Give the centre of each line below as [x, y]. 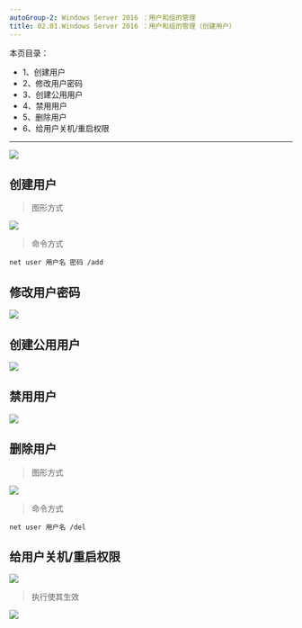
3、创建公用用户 [53, 94]
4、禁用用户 [44, 105]
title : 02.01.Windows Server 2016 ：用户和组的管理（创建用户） [123, 26]
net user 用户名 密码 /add [56, 263]
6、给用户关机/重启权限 [66, 128]
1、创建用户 [44, 72]
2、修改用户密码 [53, 83]
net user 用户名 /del [48, 527]
